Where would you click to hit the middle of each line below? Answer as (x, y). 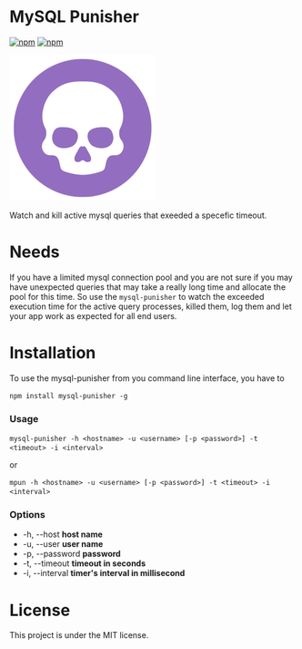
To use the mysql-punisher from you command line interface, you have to (147, 378)
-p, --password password (71, 554)
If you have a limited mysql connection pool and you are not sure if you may (151, 277)
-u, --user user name (63, 544)
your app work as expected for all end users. (93, 315)
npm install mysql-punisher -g (69, 396)
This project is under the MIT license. (79, 635)
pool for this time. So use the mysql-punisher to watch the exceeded (137, 296)
